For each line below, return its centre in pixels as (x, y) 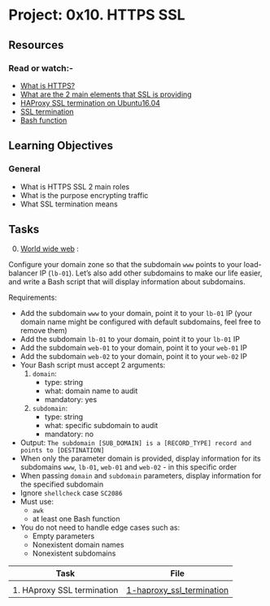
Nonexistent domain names (78, 545)
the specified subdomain (62, 484)
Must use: (37, 502)
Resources (36, 45)
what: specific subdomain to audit (101, 426)
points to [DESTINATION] (62, 451)
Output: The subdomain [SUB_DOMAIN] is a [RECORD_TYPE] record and (136, 443)
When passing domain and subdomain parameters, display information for (141, 476)
